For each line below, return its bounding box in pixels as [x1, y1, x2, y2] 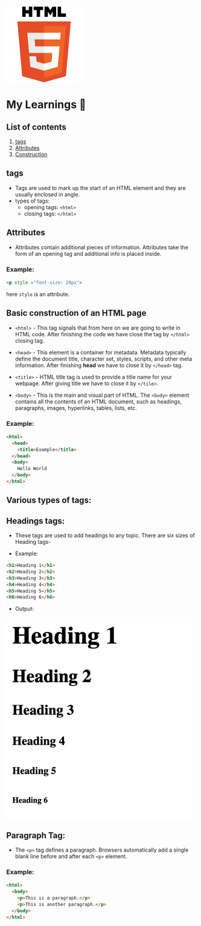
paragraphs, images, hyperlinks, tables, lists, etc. [14, 404, 137, 411]
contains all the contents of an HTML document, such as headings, [14, 397, 182, 405]
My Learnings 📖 [6, 98, 86, 112]
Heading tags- [14, 538, 51, 546]
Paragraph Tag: [6, 830, 65, 841]
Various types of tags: [6, 495, 92, 506]
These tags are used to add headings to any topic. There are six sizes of [14, 532, 195, 539]
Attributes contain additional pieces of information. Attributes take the [14, 243, 189, 251]
